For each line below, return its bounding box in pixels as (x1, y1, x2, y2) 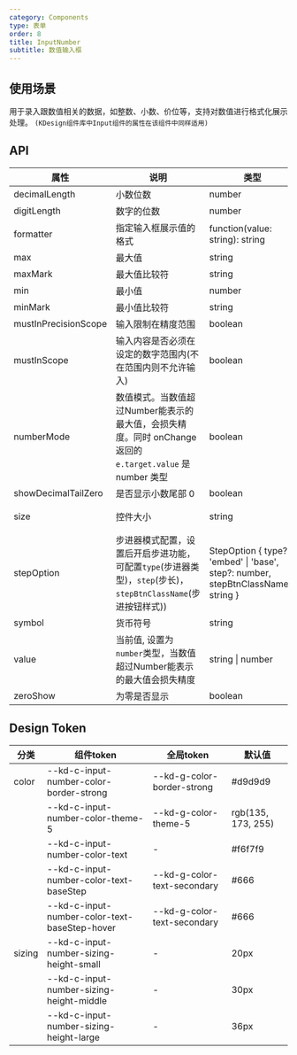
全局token (166, 749, 209, 761)
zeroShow (13, 689, 56, 702)
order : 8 (9, 29, 42, 38)
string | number (209, 653, 273, 665)
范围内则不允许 (124, 361, 187, 373)
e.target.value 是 (115, 457, 191, 469)
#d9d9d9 (231, 775, 271, 787)
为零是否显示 (115, 690, 170, 702)
